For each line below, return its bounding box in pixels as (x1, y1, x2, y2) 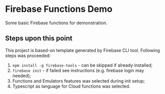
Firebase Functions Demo (5, 3, 112, 15)
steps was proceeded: (5, 52, 51, 58)
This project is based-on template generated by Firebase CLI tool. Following (5, 47, 160, 53)
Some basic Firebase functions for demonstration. (5, 20, 108, 26)
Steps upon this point (5, 34, 73, 43)
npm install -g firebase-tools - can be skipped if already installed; (12, 62, 153, 68)
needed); (12, 73, 31, 79)
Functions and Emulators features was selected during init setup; (12, 78, 145, 84)
